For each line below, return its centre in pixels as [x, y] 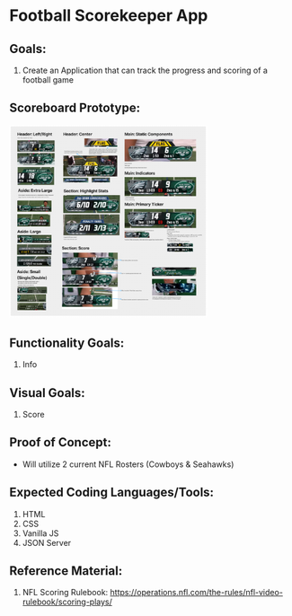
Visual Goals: [47, 393]
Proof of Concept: [61, 442]
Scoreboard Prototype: [75, 108]
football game [48, 80]
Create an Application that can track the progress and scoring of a [145, 70]
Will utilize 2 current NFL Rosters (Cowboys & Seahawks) [128, 464]
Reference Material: [66, 571]
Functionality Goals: [67, 343]
